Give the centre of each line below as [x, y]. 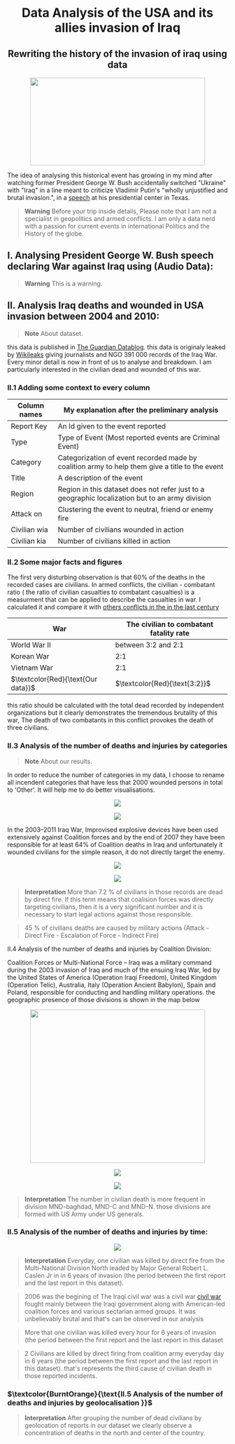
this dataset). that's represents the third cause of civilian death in [118, 1368]
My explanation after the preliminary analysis [141, 410]
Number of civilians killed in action [114, 541]
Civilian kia [29, 541]
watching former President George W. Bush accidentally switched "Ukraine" [117, 183]
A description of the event [100, 478]
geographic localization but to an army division [135, 498]
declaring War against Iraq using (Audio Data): [110, 267]
